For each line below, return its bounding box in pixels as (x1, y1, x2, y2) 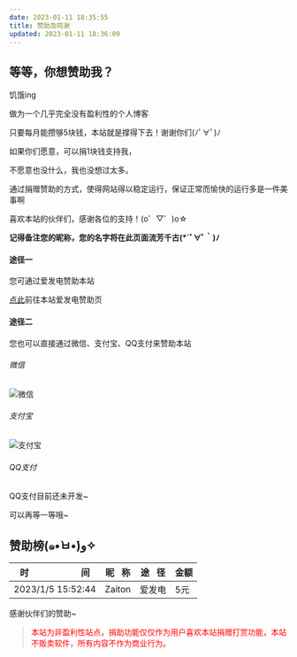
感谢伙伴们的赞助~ (9, 608, 77, 619)
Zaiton (104, 584, 131, 596)
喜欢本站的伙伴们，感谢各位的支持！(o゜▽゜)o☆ (9, 213, 187, 224)
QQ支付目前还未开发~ (9, 491, 88, 501)
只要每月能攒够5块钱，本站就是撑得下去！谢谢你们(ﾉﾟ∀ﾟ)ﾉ (9, 128, 221, 138)
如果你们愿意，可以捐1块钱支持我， (9, 146, 137, 157)
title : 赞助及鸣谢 (9, 21, 71, 30)
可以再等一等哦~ (9, 510, 69, 521)
